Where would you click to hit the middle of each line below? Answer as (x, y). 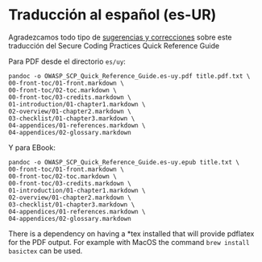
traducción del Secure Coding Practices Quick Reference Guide (114, 45)
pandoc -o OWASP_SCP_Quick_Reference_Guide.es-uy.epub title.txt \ (124, 162)
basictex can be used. (46, 251)
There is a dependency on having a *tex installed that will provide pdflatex (131, 233)
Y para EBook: (32, 148)
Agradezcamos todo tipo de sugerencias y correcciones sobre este (120, 37)
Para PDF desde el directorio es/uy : (67, 61)
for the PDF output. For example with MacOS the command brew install (129, 242)
